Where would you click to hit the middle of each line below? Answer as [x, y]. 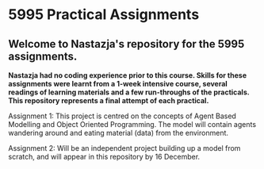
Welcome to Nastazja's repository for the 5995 [126, 44]
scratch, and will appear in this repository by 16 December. [104, 157]
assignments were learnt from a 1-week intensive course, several [118, 84]
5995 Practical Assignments [104, 15]
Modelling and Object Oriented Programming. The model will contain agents [132, 124]
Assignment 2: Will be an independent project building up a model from [124, 148]
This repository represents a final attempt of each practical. [109, 100]
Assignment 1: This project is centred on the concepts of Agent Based [122, 116]
